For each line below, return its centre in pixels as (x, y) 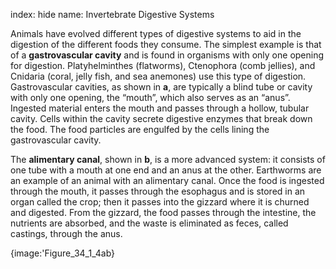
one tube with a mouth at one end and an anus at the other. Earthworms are (166, 170)
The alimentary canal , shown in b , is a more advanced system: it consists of (168, 159)
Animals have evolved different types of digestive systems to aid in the (156, 33)
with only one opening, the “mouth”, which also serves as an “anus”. (150, 97)
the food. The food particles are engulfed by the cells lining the (140, 129)
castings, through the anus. (66, 233)
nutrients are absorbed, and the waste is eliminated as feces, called (149, 223)
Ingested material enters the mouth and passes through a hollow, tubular (160, 108)
